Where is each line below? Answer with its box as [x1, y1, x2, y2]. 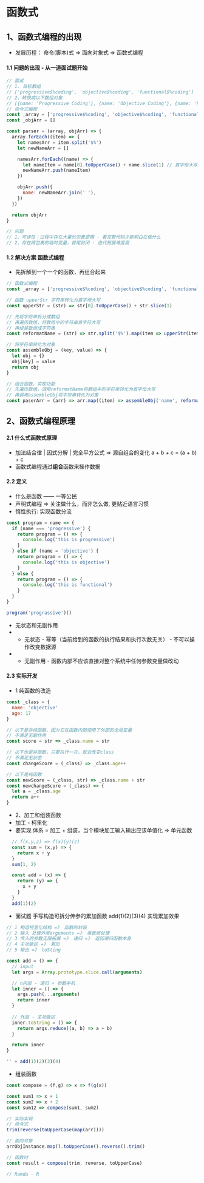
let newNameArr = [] [17, 145, 69, 151]
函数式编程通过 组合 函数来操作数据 [15, 463, 101, 470]
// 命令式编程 [6, 106, 38, 112]
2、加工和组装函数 [15, 811, 62, 819]
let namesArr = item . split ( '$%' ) [17, 139, 102, 146]
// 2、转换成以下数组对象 [6, 95, 63, 101]
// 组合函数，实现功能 [6, 381, 56, 387]
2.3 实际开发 [6, 672, 38, 680]
